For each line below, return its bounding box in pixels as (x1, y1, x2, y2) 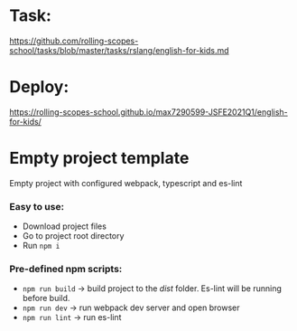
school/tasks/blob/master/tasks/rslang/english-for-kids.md (9, 44, 229, 55)
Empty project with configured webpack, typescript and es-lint (9, 177, 243, 188)
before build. (22, 293, 70, 304)
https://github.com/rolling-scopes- (9, 35, 139, 46)
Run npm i (22, 241, 60, 251)
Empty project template (9, 148, 190, 168)
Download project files (22, 221, 107, 232)
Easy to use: (9, 200, 65, 213)
